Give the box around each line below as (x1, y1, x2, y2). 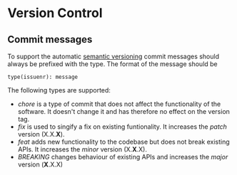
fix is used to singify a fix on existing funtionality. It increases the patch (17, 122, 227, 131)
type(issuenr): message (7, 73, 79, 80)
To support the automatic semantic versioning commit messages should (7, 52, 220, 60)
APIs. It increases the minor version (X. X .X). (17, 145, 148, 154)
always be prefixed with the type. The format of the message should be (7, 60, 218, 68)
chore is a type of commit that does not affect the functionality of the (17, 100, 221, 108)
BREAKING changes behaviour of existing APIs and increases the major (17, 153, 228, 161)
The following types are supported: (7, 86, 111, 94)
